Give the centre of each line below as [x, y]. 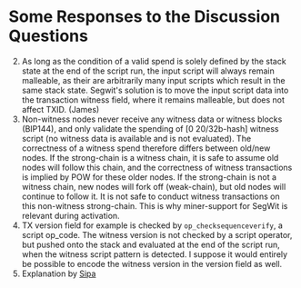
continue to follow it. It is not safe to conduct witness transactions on [151, 196]
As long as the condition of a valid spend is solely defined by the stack [154, 61]
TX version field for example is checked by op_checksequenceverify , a [152, 225]
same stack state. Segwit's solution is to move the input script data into [155, 90]
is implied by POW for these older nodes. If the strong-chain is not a [149, 177]
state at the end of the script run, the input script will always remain [148, 71]
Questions [48, 36]
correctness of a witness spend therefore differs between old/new [146, 148]
